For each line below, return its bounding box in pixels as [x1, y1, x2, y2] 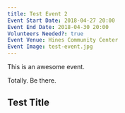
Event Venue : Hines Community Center [7, 37, 119, 44]
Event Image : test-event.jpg [7, 43, 93, 50]
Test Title [7, 97, 49, 109]
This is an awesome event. [7, 63, 85, 71]
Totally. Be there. [7, 76, 56, 85]
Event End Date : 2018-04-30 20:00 [7, 23, 109, 30]
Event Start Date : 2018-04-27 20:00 [7, 17, 115, 24]
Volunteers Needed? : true [7, 30, 83, 37]
